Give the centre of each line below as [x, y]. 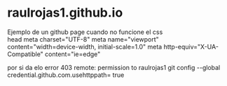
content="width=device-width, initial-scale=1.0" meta [85, 46]
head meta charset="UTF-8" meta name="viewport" [83, 39]
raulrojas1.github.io [65, 13]
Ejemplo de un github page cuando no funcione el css [85, 32]
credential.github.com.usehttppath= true [66, 75]
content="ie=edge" [73, 54]
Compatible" [25, 54]
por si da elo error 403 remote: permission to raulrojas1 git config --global [114, 67]
